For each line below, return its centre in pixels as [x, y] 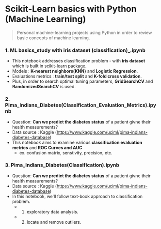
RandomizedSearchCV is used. [44, 87]
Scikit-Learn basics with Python [71, 9]
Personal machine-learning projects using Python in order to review [84, 32]
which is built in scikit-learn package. [49, 66]
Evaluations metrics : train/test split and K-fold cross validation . [77, 76]
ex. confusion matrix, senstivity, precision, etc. [66, 153]
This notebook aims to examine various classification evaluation [77, 142]
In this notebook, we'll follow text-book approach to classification [77, 196]
